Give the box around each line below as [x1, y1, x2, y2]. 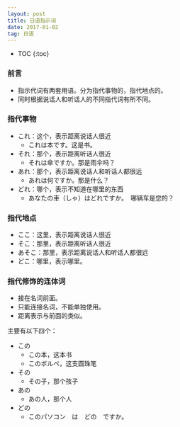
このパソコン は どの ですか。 [28, 412, 128, 421]
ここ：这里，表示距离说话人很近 [17, 231, 111, 239]
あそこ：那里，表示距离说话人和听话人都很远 [17, 249, 149, 257]
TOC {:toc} [17, 50, 50, 58]
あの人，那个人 [28, 394, 72, 404]
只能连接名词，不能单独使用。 [17, 302, 105, 312]
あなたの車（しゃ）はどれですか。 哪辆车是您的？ [28, 193, 174, 202]
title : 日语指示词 [7, 17, 57, 24]
